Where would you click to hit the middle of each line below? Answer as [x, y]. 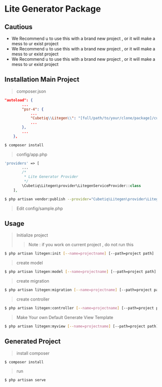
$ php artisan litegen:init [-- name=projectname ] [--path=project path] [79, 253]
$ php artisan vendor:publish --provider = [48, 199]
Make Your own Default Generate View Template [65, 317]
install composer [33, 353]
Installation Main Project [42, 79]
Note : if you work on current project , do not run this [81, 245]
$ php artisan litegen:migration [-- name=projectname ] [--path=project [78, 290]
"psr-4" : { [33, 109]
